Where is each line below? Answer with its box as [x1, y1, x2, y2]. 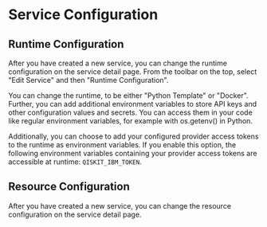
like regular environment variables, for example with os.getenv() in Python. [8, 116, 253, 125]
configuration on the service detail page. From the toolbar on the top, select [8, 67, 257, 76]
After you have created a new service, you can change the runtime [8, 58, 227, 68]
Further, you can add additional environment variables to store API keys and [8, 100, 257, 108]
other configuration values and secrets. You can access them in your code [8, 108, 253, 117]
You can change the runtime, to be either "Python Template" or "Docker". [8, 91, 249, 100]
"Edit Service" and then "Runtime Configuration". [8, 76, 169, 84]
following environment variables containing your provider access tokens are [8, 149, 257, 158]
